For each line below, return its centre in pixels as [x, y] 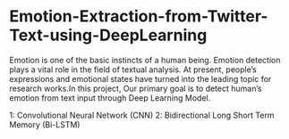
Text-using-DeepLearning [108, 35]
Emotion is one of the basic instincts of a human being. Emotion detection [145, 60]
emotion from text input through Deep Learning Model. [110, 98]
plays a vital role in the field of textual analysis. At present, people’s [133, 69]
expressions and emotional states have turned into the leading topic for [140, 78]
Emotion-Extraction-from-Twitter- [139, 16]
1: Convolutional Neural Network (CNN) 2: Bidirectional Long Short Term [142, 115]
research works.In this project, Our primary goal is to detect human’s [136, 88]
